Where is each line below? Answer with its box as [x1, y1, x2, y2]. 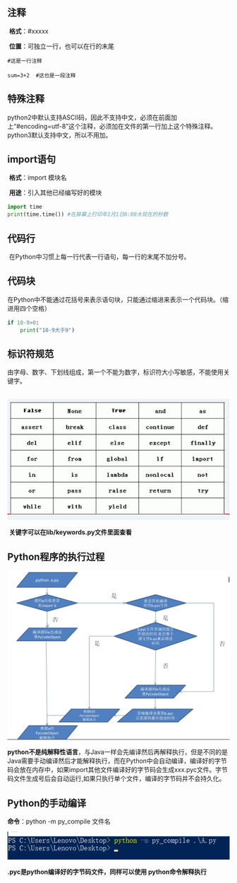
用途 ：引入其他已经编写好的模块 [8, 188, 102, 197]
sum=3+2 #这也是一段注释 [7, 71, 76, 79]
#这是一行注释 [7, 57, 42, 64]
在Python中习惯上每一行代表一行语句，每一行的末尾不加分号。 [8, 253, 190, 260]
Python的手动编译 [7, 797, 87, 809]
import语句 [7, 154, 56, 166]
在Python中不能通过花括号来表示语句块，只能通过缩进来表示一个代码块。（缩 [7, 295, 229, 304]
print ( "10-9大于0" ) [20, 326, 75, 334]
